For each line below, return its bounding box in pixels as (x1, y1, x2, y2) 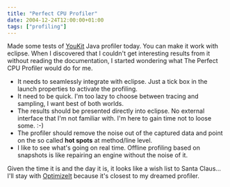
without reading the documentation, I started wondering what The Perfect (7, 57, 218, 65)
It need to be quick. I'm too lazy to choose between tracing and (17, 92, 199, 100)
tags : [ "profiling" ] (7, 23, 67, 30)
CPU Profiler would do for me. (7, 64, 93, 73)
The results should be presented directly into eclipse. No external (17, 107, 205, 115)
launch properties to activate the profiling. (17, 84, 138, 93)
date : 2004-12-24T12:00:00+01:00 (7, 17, 104, 24)
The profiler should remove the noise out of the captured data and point (17, 129, 224, 137)
